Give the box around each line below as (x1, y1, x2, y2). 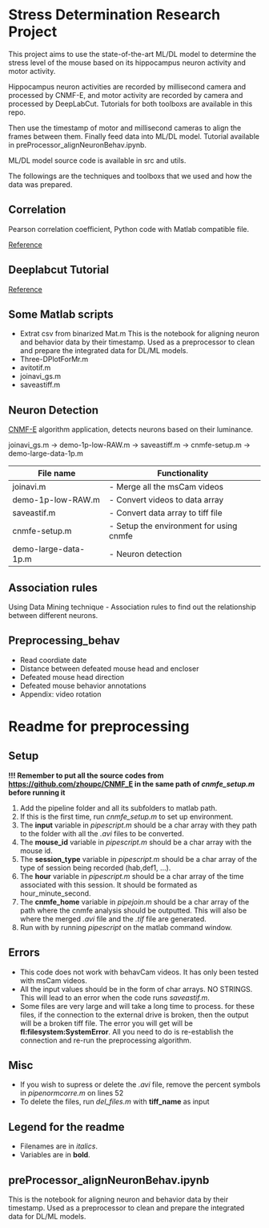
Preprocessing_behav (8, 634, 120, 648)
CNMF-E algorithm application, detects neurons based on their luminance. (8, 425, 254, 434)
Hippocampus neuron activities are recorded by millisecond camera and (8, 82, 247, 91)
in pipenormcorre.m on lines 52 (19, 1088, 124, 1098)
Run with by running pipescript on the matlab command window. (19, 922, 233, 932)
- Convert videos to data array (109, 494, 224, 506)
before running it (8, 787, 66, 797)
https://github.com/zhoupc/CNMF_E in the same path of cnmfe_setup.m (8, 779, 255, 788)
